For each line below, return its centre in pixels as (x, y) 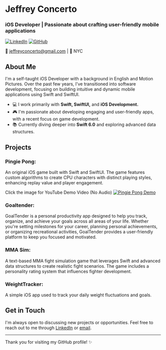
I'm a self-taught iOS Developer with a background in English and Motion (79, 79)
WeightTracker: (24, 284)
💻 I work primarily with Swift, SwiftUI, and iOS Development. (75, 105)
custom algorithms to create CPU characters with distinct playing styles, (79, 177)
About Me (21, 67)
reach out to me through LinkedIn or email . (48, 328)
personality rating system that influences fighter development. (68, 271)
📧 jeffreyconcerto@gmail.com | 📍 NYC (44, 51)
